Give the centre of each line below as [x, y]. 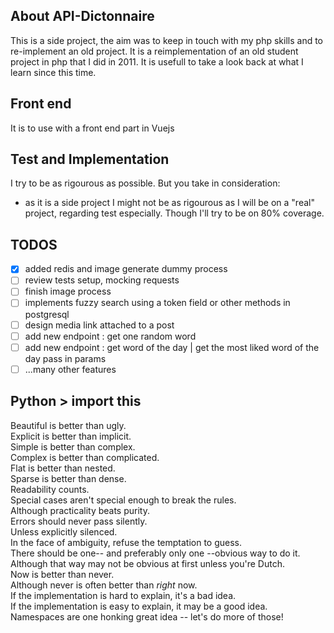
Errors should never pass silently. [79, 521]
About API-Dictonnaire [82, 16]
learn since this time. [53, 72]
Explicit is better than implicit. [71, 436]
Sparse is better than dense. [68, 478]
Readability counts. [50, 489]
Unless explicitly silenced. [64, 531]
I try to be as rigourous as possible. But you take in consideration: [145, 183]
